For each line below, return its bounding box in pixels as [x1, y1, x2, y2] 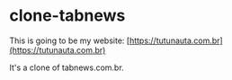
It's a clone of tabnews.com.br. [9, 62, 124, 73]
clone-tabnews [9, 5, 126, 26]
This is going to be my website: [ [9, 35, 130, 46]
